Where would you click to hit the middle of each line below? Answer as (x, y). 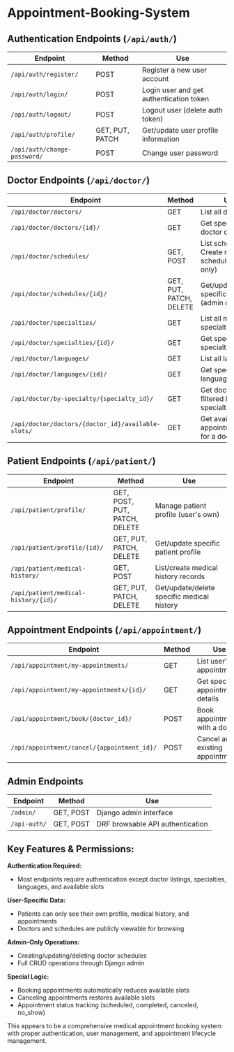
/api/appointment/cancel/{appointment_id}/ (84, 748)
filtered (212, 398)
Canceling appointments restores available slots (86, 998)
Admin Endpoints (45, 781)
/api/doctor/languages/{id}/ (59, 374)
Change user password (180, 153)
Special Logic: (28, 977)
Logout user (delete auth (182, 110)
